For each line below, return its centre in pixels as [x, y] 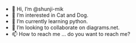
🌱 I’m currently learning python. [50, 21]
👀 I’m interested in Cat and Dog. [50, 15]
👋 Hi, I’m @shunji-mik [38, 9]
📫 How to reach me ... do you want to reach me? [71, 34]
